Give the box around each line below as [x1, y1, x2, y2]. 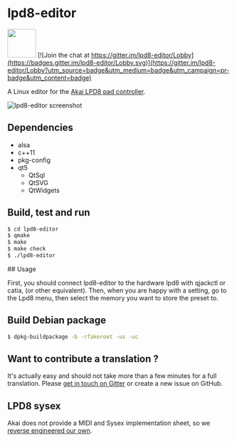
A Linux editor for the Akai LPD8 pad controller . [7, 87, 146, 95]
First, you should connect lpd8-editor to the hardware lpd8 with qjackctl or [7, 278, 226, 287]
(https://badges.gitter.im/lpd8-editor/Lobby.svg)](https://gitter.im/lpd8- [7, 58, 216, 67]
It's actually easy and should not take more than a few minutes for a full [7, 372, 217, 380]
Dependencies [7, 122, 73, 134]
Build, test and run [7, 206, 90, 219]
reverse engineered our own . [7, 426, 93, 435]
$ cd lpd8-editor [7, 226, 59, 233]
